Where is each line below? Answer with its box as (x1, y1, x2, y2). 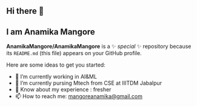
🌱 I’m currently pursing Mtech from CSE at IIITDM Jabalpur (15, 79, 162, 87)
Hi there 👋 (6, 6, 44, 16)
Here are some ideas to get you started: (6, 61, 106, 68)
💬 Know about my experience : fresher (15, 86, 112, 93)
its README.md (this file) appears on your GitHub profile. (6, 50, 142, 57)
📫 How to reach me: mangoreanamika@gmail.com (15, 93, 142, 100)
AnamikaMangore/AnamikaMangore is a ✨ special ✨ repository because (6, 43, 192, 50)
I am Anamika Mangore (6, 27, 95, 37)
